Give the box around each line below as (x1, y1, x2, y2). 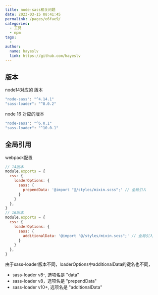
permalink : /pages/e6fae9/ (5, 16, 61, 21)
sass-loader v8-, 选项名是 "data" (12, 272, 79, 278)
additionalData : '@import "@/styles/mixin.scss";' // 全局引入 (23, 233, 154, 238)
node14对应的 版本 (5, 87, 43, 93)
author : (5, 44, 21, 49)
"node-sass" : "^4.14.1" (5, 97, 54, 102)
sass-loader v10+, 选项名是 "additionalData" (12, 284, 103, 290)
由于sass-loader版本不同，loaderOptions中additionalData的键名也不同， (5, 261, 153, 267)
